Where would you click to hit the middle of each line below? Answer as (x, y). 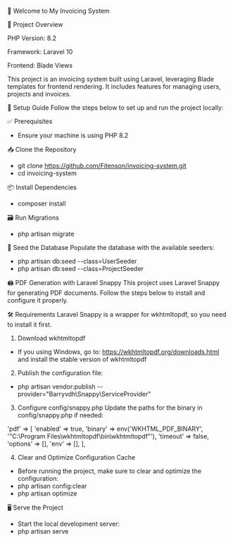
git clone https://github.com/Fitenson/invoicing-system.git (102, 166)
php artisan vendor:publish (57, 386)
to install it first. (30, 324)
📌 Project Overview (35, 24)
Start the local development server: (69, 524)
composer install (42, 203)
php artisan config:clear (52, 486)
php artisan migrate (46, 234)
